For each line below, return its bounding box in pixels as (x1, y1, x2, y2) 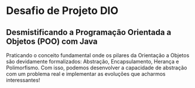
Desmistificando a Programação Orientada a (6, 27, 172, 37)
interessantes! (6, 77, 40, 83)
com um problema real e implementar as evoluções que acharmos (6, 71, 166, 77)
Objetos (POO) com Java (6, 36, 98, 46)
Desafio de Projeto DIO (6, 4, 119, 17)
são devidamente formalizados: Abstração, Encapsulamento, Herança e (6, 58, 179, 65)
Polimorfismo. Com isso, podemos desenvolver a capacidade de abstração (6, 64, 187, 71)
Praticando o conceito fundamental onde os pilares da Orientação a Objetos (6, 52, 190, 59)
